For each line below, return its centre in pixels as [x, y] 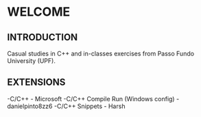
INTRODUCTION [43, 37]
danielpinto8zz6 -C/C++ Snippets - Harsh [66, 106]
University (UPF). [32, 61]
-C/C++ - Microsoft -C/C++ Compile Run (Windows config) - [93, 99]
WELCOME [39, 12]
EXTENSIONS [36, 82]
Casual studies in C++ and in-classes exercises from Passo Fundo [100, 53]
